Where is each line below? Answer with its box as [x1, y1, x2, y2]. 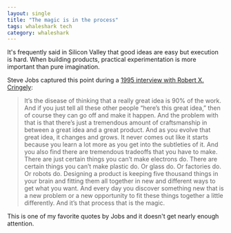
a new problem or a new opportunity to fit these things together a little [23, 192, 223, 200]
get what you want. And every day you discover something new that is [23, 184, 224, 192]
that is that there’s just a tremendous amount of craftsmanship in [23, 118, 208, 127]
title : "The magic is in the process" [7, 16, 119, 23]
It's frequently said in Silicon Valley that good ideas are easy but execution [7, 48, 219, 56]
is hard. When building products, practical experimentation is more [7, 56, 197, 64]
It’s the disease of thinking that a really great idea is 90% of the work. [23, 97, 222, 105]
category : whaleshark [7, 29, 70, 36]
